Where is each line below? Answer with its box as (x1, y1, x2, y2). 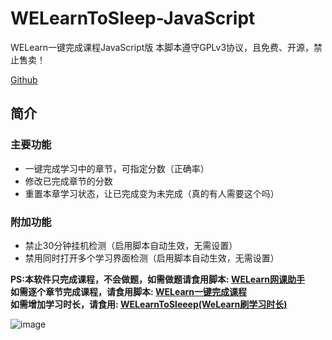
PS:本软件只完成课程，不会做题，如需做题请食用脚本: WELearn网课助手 (10, 273, 305, 285)
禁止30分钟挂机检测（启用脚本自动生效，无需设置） (24, 239, 238, 251)
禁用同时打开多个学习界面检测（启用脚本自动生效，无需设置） (24, 252, 280, 264)
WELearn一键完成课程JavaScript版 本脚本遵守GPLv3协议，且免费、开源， (10, 41, 315, 53)
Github (10, 73, 38, 86)
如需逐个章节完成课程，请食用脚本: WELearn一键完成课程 (10, 285, 248, 297)
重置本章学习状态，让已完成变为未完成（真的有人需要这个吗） (24, 187, 280, 199)
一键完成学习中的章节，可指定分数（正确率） (24, 162, 210, 174)
